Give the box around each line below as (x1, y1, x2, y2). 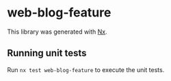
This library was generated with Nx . (7, 27, 107, 36)
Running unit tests (7, 47, 87, 59)
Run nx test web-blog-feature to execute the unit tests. (7, 65, 165, 73)
